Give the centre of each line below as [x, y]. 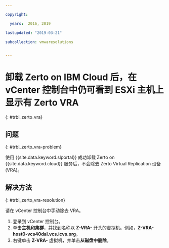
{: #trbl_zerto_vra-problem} [34, 147]
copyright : [17, 14]
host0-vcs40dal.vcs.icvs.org [44, 234]
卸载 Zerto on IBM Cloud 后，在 [71, 77]
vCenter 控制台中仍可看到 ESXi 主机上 [85, 90]
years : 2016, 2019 [30, 23]
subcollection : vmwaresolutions [39, 42]
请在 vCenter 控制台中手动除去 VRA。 [44, 210]
